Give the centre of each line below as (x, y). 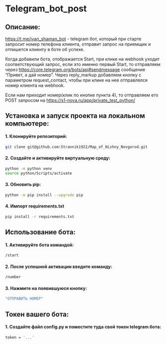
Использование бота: (41, 232)
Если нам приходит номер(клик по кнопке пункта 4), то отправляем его (82, 95)
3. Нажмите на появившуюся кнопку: (46, 288)
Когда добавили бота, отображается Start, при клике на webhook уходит (83, 59)
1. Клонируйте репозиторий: (36, 136)
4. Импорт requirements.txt (35, 206)
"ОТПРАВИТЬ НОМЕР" (24, 299)
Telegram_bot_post (46, 9)
